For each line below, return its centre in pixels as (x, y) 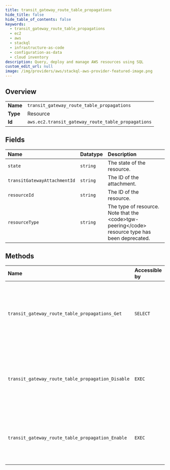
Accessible (148, 270)
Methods (20, 256)
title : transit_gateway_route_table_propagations (59, 10)
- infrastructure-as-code (37, 48)
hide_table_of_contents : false (38, 19)
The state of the (127, 163)
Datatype (92, 154)
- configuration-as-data (36, 52)
